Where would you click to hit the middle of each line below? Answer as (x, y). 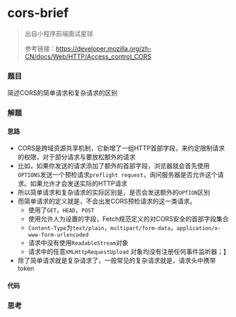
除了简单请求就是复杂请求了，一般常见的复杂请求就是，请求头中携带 (117, 260)
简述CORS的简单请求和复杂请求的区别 (63, 93)
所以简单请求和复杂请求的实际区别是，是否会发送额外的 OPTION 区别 (114, 192)
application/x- (199, 229)
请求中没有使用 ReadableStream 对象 (78, 243)
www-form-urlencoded (58, 235)
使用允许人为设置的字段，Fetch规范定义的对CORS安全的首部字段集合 (129, 219)
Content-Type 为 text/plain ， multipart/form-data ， (102, 228)
